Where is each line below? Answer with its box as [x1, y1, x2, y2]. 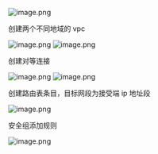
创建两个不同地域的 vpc [8, 24, 86, 33]
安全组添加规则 [8, 121, 57, 130]
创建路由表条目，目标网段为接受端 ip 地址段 [8, 88, 151, 98]
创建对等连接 [8, 56, 50, 65]
